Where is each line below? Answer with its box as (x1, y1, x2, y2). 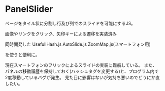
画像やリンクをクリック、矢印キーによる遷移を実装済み (5, 30, 117, 36)
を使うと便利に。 (5, 52, 40, 58)
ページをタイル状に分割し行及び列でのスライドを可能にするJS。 (5, 20, 135, 26)
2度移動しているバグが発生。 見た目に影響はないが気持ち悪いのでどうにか (5, 74, 156, 80)
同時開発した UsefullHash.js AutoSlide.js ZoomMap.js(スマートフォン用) (5, 41, 151, 47)
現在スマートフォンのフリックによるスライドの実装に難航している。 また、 (5, 62, 157, 68)
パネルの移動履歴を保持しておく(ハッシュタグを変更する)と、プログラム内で (5, 68, 159, 74)
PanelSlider (5, 3, 53, 15)
